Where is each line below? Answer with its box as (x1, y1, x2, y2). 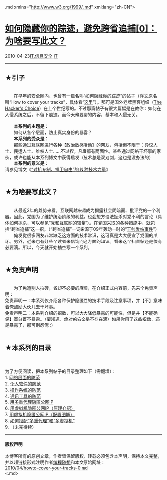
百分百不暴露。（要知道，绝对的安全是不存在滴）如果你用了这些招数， (13, 316, 156, 322)
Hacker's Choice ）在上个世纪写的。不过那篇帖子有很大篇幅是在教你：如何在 (5, 105, 162, 111)
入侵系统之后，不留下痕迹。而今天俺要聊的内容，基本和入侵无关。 (5, 111, 140, 117)
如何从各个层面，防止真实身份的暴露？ (13, 129, 92, 135)
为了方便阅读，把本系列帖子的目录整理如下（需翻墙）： (5, 368, 116, 374)
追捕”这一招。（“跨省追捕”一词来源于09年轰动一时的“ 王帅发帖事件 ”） (20, 226, 160, 232)
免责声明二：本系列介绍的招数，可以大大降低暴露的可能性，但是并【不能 (5, 310, 153, 316)
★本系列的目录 (5, 343, 51, 352)
